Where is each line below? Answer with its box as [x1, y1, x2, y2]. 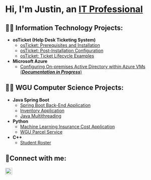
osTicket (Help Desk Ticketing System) [12, 37, 96, 43]
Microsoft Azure [12, 58, 48, 64]
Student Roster [20, 139, 51, 145]
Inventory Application [20, 107, 64, 114]
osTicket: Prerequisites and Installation [20, 42, 101, 48]
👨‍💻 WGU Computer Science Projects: [5, 83, 124, 92]
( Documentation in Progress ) [20, 69, 82, 75]
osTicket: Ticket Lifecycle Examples [20, 53, 95, 59]
